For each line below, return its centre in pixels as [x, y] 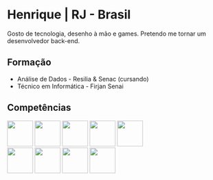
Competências [39, 108]
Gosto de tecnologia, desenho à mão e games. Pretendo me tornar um [106, 34]
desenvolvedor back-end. [44, 40]
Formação [29, 63]
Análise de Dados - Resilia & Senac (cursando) [83, 79]
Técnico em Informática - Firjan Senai [70, 86]
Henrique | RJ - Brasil [69, 15]
